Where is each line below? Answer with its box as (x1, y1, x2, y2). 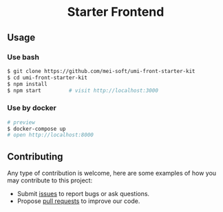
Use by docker (7, 103, 56, 113)
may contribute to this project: (7, 176, 93, 184)
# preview (7, 118, 36, 126)
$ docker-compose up (7, 125, 67, 132)
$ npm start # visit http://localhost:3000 (7, 87, 158, 94)
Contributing (7, 151, 63, 162)
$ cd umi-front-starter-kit (7, 74, 88, 81)
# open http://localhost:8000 (7, 131, 94, 138)
